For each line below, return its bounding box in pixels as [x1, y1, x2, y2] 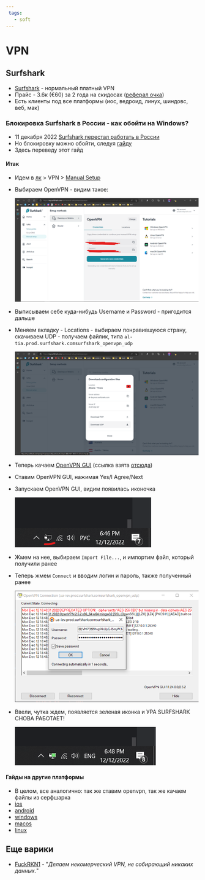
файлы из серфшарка [14, 794, 71, 801]
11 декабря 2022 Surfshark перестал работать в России [14, 133, 160, 141]
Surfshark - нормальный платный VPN [14, 84, 114, 92]
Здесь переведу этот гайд [14, 146, 84, 154]
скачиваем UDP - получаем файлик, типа [14, 333, 124, 340]
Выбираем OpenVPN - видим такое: [14, 186, 108, 193]
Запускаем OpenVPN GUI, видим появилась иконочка [14, 485, 155, 493]
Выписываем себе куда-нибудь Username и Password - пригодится [14, 308, 192, 316]
